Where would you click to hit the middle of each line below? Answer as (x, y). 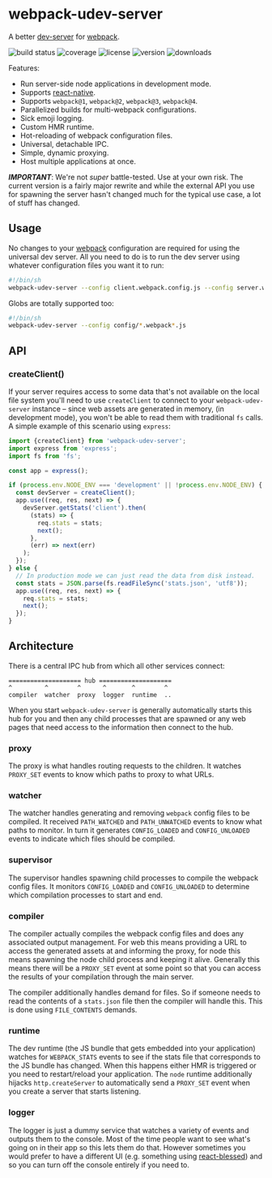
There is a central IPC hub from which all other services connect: (117, 665)
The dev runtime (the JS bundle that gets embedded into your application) (132, 1048)
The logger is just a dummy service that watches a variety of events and (129, 1130)
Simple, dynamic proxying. (64, 153)
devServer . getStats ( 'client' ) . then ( (85, 508)
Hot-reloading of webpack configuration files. (96, 135)
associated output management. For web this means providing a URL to (127, 943)
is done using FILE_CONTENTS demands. (73, 1010)
